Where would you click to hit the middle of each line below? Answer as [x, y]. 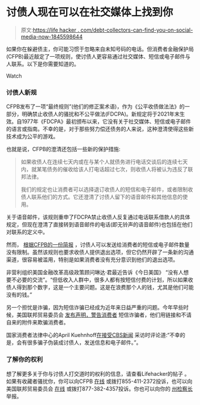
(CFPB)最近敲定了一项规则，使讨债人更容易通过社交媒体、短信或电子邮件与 [98, 56]
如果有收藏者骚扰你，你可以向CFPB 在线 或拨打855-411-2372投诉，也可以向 [99, 381]
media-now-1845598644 [51, 36]
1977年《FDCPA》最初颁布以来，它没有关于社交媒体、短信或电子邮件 [107, 122]
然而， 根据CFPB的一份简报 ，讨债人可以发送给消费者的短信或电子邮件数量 [98, 245]
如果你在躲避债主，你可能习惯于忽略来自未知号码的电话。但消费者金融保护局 [100, 49]
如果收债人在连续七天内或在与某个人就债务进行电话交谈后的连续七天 [104, 162]
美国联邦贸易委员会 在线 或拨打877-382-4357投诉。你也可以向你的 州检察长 [100, 388]
